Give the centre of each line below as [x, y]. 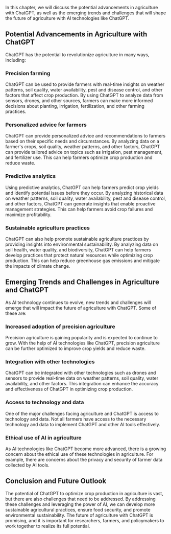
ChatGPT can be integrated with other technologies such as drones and [81, 373]
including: [16, 60]
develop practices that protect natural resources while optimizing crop [79, 255]
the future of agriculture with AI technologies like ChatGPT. [67, 18]
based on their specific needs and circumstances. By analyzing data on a [82, 141]
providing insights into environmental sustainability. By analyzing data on [82, 244]
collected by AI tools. [27, 465]
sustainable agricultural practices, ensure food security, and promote [78, 509]
